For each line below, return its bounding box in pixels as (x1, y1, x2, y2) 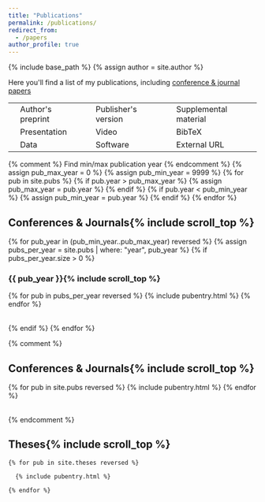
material (176, 113, 207, 125)
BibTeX (176, 127, 203, 138)
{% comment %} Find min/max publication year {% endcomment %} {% (8, 159, 242, 169)
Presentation (20, 127, 67, 138)
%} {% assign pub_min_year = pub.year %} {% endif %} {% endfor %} (8, 193, 237, 203)
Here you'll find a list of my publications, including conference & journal (8, 78, 241, 87)
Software (95, 139, 130, 151)
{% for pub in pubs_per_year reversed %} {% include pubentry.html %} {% (8, 291, 251, 300)
